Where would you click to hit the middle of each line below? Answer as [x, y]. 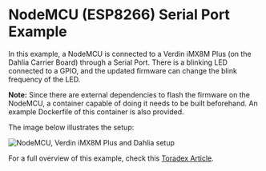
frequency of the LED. [44, 79]
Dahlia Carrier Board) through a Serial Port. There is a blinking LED [118, 62]
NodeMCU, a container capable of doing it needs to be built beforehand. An [133, 103]
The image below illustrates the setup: [71, 127]
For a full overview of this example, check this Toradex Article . [111, 158]
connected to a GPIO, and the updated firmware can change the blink [123, 70]
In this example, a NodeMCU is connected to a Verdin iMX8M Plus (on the [130, 54]
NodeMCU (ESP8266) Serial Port [119, 15]
